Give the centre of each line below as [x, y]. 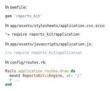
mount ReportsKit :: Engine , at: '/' [46, 75]
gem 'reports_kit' [24, 16]
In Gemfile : [16, 7]
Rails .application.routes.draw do [40, 71]
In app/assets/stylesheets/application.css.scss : [55, 25]
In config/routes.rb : [26, 62]
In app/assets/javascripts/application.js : [49, 44]
